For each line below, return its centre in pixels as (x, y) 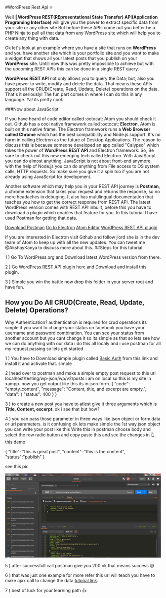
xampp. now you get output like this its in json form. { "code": (67, 383)
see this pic (17, 466)
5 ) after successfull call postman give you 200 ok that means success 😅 (80, 566)
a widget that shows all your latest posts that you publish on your (71, 58)
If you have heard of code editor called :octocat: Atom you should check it (81, 119)
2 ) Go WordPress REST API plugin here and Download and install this (76, 267)
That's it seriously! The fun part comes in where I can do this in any (74, 94)
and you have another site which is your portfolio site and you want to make (82, 53)
